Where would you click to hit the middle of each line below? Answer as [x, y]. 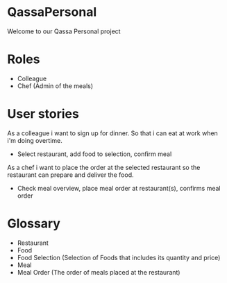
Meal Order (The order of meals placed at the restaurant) [99, 272]
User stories [43, 114]
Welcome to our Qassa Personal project [64, 31]
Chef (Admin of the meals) [55, 86]
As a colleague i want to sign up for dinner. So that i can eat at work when [113, 133]
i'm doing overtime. [35, 140]
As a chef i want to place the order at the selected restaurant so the [104, 167]
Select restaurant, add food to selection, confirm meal [94, 154]
